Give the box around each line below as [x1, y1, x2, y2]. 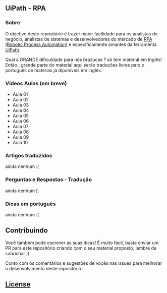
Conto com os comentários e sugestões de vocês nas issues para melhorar [5, 260, 162, 266]
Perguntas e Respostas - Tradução [5, 176, 92, 183]
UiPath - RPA [5, 4, 46, 13]
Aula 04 [12, 107, 29, 113]
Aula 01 [12, 91, 28, 97]
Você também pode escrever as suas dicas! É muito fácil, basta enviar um [5, 240, 159, 246]
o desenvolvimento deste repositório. [5, 265, 83, 271]
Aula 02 [12, 96, 29, 102]
